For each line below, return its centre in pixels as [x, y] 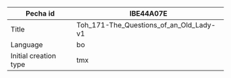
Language [27, 45]
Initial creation [33, 56]
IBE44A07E [148, 13]
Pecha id [40, 13]
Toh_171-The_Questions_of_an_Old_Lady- [146, 25]
